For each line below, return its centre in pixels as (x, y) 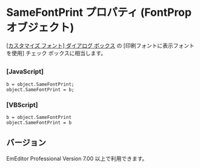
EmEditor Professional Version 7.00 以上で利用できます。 (77, 158)
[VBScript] (22, 105)
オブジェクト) (40, 28)
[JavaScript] (25, 72)
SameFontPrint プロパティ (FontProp (99, 12)
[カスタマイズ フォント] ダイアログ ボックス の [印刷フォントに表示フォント (101, 45)
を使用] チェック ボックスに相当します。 (56, 53)
